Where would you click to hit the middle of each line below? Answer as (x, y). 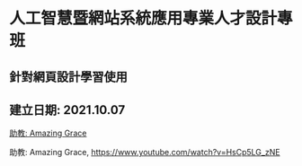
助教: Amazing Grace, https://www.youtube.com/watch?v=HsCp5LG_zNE (145, 153)
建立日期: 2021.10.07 (67, 110)
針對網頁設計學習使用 (68, 77)
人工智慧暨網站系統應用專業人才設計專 (151, 18)
